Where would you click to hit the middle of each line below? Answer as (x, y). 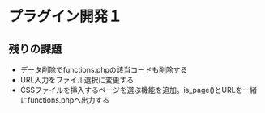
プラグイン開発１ (66, 17)
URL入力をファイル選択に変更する (77, 80)
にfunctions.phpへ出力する (65, 100)
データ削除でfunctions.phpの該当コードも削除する (104, 70)
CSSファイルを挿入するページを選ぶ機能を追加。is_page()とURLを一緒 (139, 90)
